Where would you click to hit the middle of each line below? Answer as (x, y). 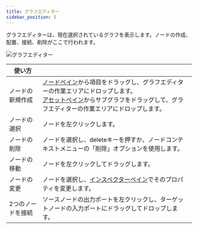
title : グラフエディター (33, 12)
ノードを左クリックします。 (80, 124)
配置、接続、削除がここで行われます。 (52, 42)
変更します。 (77, 188)
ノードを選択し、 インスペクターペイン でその (104, 179)
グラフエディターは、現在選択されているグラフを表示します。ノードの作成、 (99, 35)
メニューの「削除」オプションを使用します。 (122, 148)
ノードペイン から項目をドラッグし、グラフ (101, 82)
